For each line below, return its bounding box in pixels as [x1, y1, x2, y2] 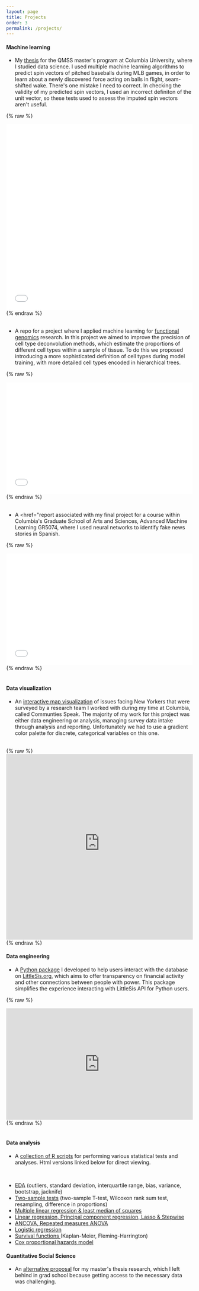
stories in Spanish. [14, 530, 60, 538]
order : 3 [6, 20, 28, 26]
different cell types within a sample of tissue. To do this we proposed [14, 346, 184, 353]
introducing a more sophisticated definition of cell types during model [14, 353, 185, 360]
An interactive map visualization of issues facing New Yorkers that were [14, 697, 190, 705]
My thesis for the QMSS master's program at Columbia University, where [14, 57, 192, 64]
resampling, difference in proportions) [14, 1201, 108, 1208]
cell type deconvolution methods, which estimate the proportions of [14, 340, 181, 348]
